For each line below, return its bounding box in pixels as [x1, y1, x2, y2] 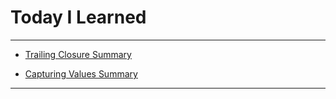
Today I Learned [10, 6, 147, 29]
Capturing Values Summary [24, 67, 138, 80]
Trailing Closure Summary [24, 48, 132, 60]
